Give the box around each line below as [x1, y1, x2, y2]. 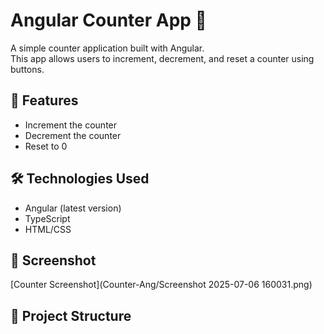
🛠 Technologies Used [10, 170, 150, 188]
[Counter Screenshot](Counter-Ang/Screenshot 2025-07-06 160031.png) [10, 279, 313, 291]
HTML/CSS [24, 223, 72, 235]
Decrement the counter [24, 129, 122, 141]
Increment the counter [24, 119, 118, 131]
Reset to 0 [24, 140, 68, 152]
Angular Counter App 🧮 [10, 9, 207, 32]
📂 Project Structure [10, 307, 132, 324]
